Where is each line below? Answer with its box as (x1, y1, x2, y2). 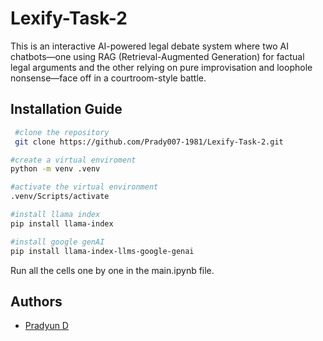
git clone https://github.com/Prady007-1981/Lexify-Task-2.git (14, 137, 284, 147)
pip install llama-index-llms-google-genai (10, 246, 195, 256)
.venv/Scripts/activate (10, 192, 110, 202)
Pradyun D (24, 320, 69, 332)
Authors (10, 293, 63, 310)
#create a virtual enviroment (10, 155, 137, 165)
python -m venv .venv (10, 164, 101, 174)
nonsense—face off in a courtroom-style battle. (10, 72, 207, 84)
